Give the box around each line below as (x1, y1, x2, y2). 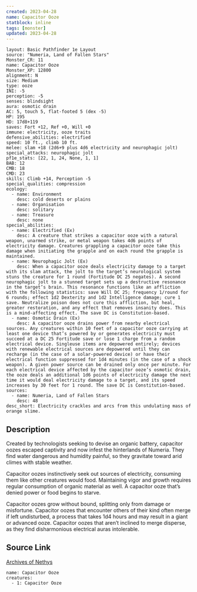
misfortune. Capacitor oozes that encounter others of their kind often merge (6, 506, 191, 513)
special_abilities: (6, 223, 54, 228)
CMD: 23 (6, 171, 25, 177)
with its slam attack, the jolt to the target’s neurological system (6, 269, 181, 275)
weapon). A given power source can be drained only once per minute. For (6, 362, 192, 368)
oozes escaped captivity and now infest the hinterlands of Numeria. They (6, 446, 185, 453)
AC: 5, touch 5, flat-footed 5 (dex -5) (6, 109, 107, 115)
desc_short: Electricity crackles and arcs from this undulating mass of (6, 403, 192, 409)
